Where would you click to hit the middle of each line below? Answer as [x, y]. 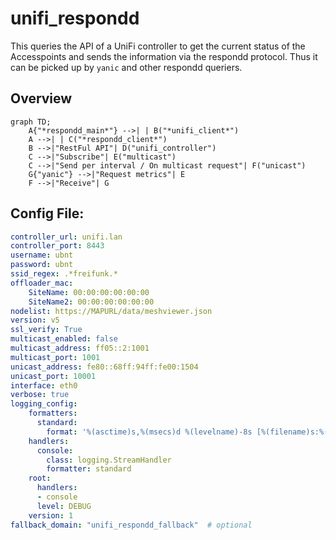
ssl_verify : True [46, 330]
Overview [41, 98]
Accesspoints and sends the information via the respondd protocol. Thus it [164, 56]
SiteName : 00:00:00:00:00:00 [89, 292]
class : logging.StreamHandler [109, 460]
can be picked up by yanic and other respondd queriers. [126, 67]
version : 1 [51, 515]
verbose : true [40, 395]
